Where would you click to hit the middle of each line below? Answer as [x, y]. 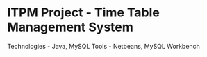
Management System [71, 27]
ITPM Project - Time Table [83, 13]
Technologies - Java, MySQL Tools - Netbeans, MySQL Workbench [104, 46]
